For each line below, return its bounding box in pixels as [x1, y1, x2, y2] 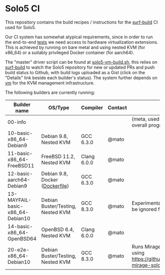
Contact [108, 104, 127, 111]
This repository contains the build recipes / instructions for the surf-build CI [5, 19, 158, 25]
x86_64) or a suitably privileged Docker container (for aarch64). [5, 50, 134, 55]
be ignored [132, 206, 157, 213]
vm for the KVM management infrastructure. [5, 80, 95, 86]
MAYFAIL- [7, 196, 31, 203]
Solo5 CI [5, 3, 40, 14]
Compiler [81, 104, 103, 111]
